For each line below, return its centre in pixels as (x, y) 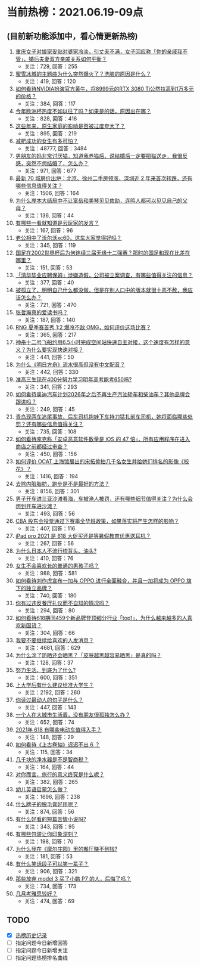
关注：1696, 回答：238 (52, 797)
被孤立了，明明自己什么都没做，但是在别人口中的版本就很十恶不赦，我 (101, 290)
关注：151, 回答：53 (49, 268)
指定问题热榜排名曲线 (41, 958)
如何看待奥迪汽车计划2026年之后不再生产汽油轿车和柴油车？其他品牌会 (103, 394)
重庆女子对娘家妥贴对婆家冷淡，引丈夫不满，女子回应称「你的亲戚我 (99, 52)
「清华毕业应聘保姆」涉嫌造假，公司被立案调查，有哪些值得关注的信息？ (104, 275)
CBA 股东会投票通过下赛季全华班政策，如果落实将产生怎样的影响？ (97, 521)
